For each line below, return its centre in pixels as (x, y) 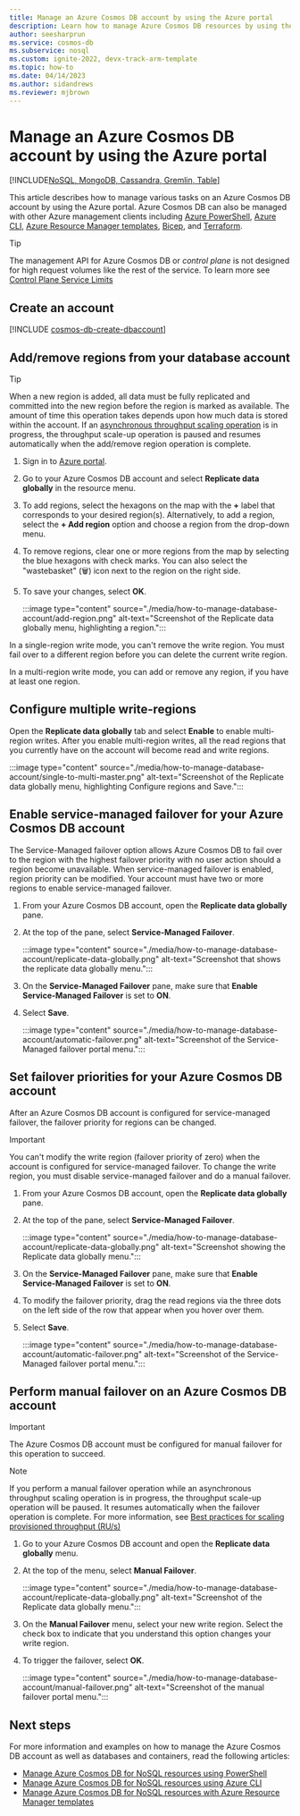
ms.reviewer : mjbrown (50, 92)
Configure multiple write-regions (103, 710)
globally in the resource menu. (79, 488)
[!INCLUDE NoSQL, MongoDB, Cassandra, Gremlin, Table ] (115, 181)
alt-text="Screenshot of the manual (200, 1687)
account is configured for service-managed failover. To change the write (143, 1166)
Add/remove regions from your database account (150, 357)
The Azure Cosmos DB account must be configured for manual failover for (146, 1444)
